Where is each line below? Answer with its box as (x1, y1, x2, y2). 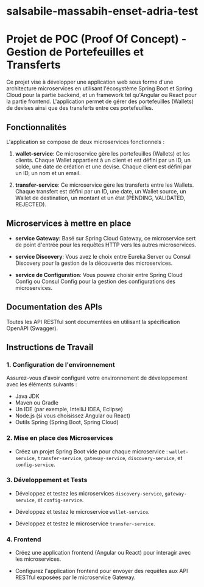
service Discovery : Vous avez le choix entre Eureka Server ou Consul (15, 253, 191, 260)
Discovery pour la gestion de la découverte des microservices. (15, 259, 173, 267)
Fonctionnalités (6, 122, 67, 132)
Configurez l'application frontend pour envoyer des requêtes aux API (15, 567, 188, 575)
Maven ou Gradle (15, 399, 59, 406)
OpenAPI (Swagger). (6, 325, 58, 332)
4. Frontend (6, 535, 41, 544)
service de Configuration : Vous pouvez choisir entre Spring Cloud (15, 271, 183, 278)
